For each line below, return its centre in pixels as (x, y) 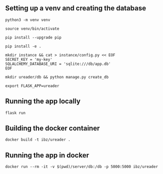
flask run (16, 113)
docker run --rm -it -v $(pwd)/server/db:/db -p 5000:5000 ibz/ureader (81, 167)
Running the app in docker (47, 155)
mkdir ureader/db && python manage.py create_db (57, 77)
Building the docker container (53, 128)
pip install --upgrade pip (33, 37)
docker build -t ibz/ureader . (38, 140)
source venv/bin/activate (32, 29)
